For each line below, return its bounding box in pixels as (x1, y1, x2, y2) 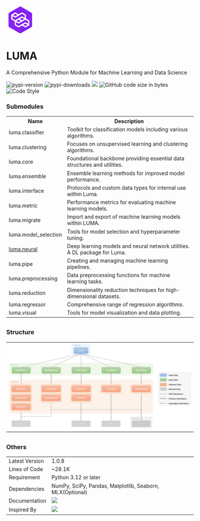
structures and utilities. (67, 161, 123, 168)
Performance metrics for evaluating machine (67, 199, 176, 206)
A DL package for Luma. (67, 249, 126, 256)
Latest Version (8, 457, 44, 464)
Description (114, 117, 144, 124)
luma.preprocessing (8, 275, 58, 282)
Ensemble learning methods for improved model (67, 170, 185, 177)
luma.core (8, 158, 34, 165)
